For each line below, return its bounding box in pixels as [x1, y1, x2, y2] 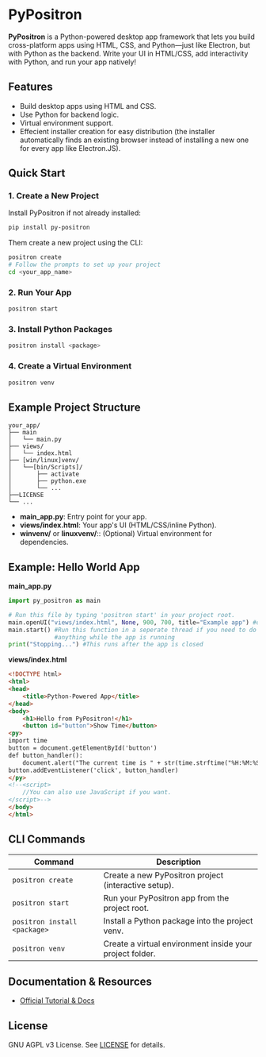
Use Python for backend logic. [19, 110, 120, 119]
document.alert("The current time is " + [22, 758, 161, 767]
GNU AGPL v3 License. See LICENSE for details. [8, 1040, 165, 1050]
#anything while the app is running [54, 633, 176, 641]
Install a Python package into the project [103, 915, 253, 926]
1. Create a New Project [8, 191, 99, 202]
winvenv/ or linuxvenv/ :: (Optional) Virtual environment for [19, 529, 212, 538]
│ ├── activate [8, 470, 80, 478]
